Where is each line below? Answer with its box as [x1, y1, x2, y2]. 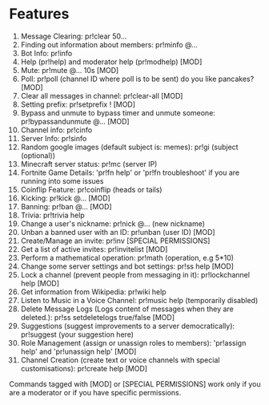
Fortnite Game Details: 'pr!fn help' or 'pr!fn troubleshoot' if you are [20, 168, 239, 177]
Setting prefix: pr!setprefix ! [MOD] [20, 99, 135, 109]
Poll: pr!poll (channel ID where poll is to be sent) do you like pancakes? [20, 74, 255, 83]
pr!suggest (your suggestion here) [20, 330, 134, 339]
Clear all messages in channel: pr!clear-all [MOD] [20, 91, 183, 100]
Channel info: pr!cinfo [20, 125, 93, 135]
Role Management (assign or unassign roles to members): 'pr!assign [20, 338, 247, 347]
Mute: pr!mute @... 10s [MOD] [20, 65, 119, 75]
